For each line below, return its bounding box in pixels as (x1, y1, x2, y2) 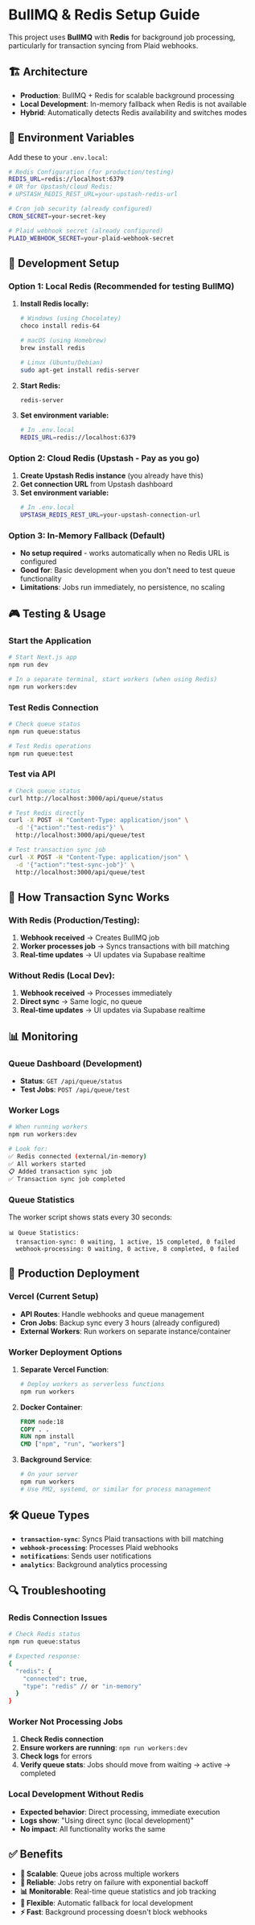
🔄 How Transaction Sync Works (8, 891, 171, 904)
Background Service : (19, 1454, 93, 1465)
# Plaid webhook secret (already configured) (8, 227, 163, 235)
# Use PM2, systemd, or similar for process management (19, 1485, 212, 1493)
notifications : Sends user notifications (19, 1551, 152, 1561)
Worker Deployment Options (8, 1346, 122, 1357)
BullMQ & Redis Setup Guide (8, 6, 200, 24)
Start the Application (8, 635, 92, 646)
